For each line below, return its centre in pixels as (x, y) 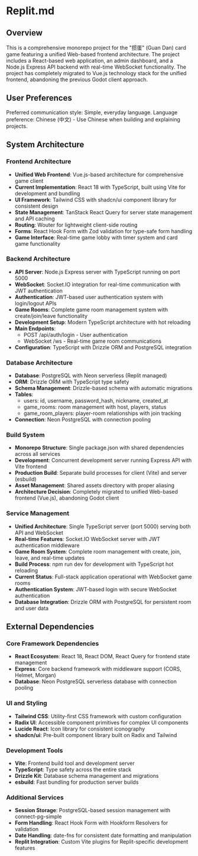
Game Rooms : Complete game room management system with (91, 310)
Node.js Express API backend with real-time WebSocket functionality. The (96, 67)
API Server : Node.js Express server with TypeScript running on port (97, 272)
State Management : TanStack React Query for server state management (103, 212)
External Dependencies (50, 627)
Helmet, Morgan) (35, 675)
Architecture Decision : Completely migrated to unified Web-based (96, 492)
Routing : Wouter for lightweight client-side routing (76, 225)
